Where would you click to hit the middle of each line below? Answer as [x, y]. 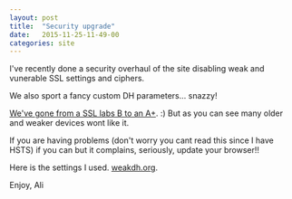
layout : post [34, 18]
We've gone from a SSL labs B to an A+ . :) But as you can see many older [146, 113]
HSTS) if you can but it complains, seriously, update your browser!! [135, 150]
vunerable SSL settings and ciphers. [77, 79]
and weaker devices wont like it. [69, 123]
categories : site [42, 43]
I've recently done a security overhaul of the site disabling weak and [137, 69]
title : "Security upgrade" [63, 26]
